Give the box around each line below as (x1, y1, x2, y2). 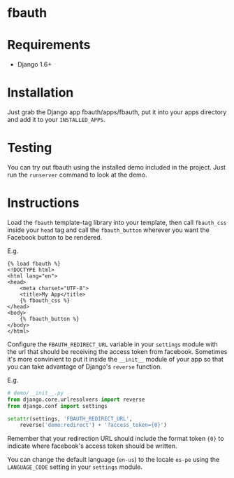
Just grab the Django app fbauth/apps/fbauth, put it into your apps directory (7, 108, 227, 116)
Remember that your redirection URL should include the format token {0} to (7, 435, 224, 443)
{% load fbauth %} (7, 260, 61, 267)
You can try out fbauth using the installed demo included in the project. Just (7, 163, 226, 171)
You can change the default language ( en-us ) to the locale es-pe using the (7, 456, 220, 464)
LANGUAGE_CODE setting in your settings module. (7, 463, 143, 471)
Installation (7, 85, 74, 101)
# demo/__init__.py (7, 389, 64, 397)
